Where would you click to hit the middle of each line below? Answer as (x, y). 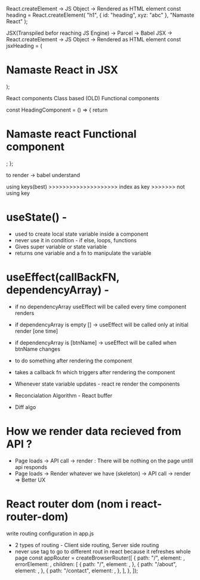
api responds (31, 467)
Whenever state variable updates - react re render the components (97, 384)
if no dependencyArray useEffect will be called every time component (101, 306)
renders (24, 313)
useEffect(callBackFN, (63, 277)
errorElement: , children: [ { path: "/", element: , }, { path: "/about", (96, 564)
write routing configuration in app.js (50, 533)
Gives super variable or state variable (61, 247)
